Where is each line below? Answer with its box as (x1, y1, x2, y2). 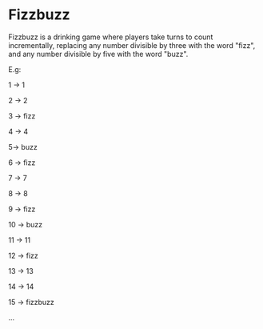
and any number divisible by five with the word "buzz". (8, 49, 189, 58)
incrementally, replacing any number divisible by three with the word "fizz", (8, 40, 256, 50)
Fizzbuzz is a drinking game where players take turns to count (8, 32, 213, 42)
